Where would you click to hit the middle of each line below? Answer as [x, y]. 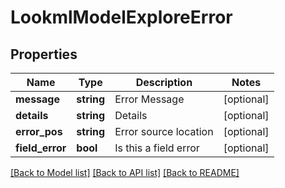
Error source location [164, 131]
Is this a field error [157, 148]
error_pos [39, 131]
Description [164, 82]
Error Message [149, 99]
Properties [44, 54]
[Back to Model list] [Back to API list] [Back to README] [125, 172]
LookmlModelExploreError [121, 17]
